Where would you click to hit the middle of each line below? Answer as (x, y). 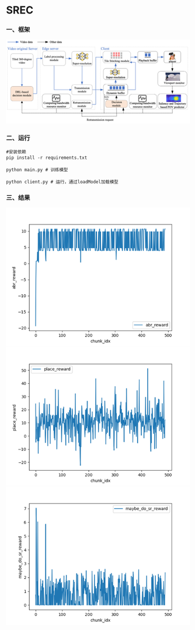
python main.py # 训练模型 (37, 170)
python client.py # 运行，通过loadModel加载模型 (62, 182)
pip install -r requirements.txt (47, 158)
